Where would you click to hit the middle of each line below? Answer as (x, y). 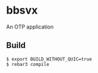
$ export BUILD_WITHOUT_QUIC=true (49, 59)
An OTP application (30, 27)
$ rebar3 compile (28, 64)
